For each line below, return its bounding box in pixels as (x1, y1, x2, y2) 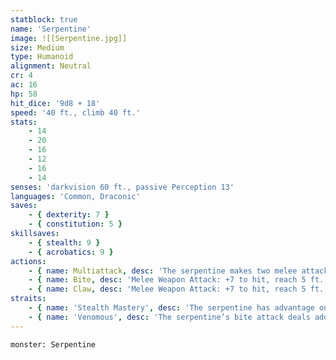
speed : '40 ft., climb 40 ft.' (10, 107, 141, 118)
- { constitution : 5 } (28, 219, 123, 230)
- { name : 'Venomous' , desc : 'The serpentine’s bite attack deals (28, 312, 311, 322)
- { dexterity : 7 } (28, 210, 110, 220)
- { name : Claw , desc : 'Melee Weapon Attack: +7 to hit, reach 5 (28, 284, 307, 295)
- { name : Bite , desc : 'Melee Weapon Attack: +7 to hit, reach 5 (28, 275, 307, 285)
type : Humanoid (10, 52, 74, 62)
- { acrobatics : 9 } (28, 247, 114, 257)
